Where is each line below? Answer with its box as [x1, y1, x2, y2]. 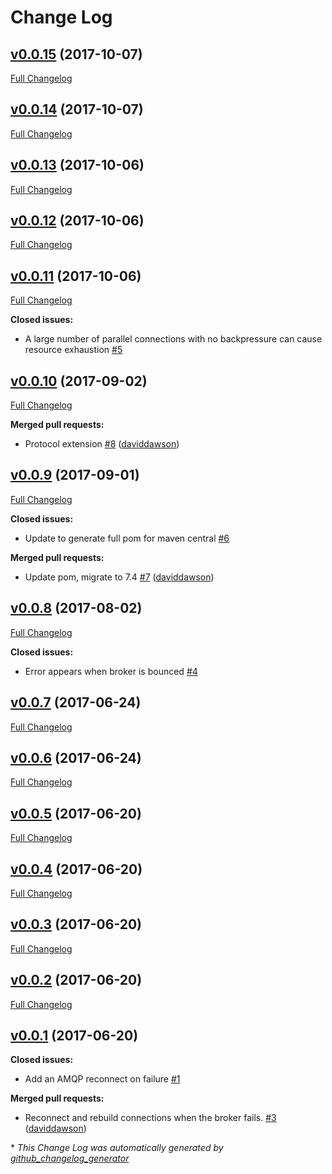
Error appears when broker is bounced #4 [24, 665, 198, 677]
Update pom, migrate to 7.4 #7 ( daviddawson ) [24, 571, 215, 583]
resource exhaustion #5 [24, 344, 123, 356]
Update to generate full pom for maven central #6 [24, 532, 230, 544]
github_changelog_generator [10, 1152, 130, 1165]
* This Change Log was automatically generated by [10, 1142, 224, 1154]
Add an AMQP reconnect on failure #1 [24, 1073, 181, 1085]
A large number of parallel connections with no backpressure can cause [24, 333, 323, 345]
